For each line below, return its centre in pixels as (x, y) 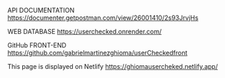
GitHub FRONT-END (37, 45)
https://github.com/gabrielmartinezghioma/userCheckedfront (97, 53)
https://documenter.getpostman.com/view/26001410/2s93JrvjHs (103, 18)
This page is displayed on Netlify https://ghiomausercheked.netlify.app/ (112, 66)
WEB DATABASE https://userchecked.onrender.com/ (85, 32)
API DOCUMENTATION (41, 10)
